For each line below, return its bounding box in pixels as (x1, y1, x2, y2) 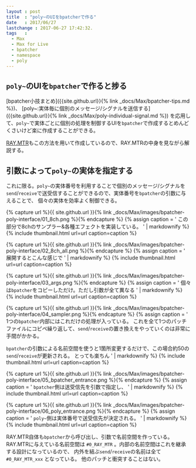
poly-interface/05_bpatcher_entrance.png (6, 376, 107, 383)
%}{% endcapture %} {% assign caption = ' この (70, 216, 189, 223)
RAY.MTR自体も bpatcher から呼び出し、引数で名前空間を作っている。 (6, 433, 173, 440)
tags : (6, 31, 28, 36)
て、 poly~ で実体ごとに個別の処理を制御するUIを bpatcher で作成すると (6, 120, 174, 127)
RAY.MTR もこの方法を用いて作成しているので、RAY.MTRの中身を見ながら (6, 139, 185, 147)
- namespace (11, 52, 41, 58)
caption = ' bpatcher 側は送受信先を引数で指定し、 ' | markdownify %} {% (6, 383, 183, 390)
